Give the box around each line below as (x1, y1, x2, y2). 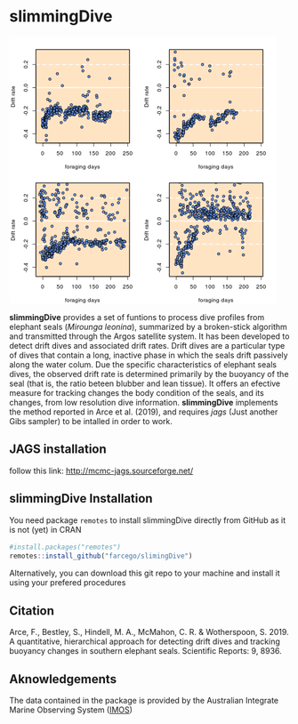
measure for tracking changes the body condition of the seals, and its (9, 387, 264, 398)
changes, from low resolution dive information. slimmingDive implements (9, 397, 278, 407)
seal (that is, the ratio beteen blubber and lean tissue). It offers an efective (9, 378, 281, 389)
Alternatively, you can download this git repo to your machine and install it (9, 567, 280, 579)
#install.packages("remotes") (9, 543, 122, 551)
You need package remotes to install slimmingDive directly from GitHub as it (9, 514, 286, 526)
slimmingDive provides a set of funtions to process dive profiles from (9, 311, 265, 322)
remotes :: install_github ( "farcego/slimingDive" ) (9, 551, 193, 561)
